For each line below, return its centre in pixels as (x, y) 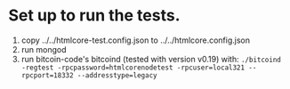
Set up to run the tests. (94, 16)
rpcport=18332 (47, 75)
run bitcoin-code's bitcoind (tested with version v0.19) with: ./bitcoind (151, 59)
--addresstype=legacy (117, 75)
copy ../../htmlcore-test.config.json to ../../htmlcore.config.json (136, 40)
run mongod (44, 49)
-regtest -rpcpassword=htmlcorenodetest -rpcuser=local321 (133, 68)
